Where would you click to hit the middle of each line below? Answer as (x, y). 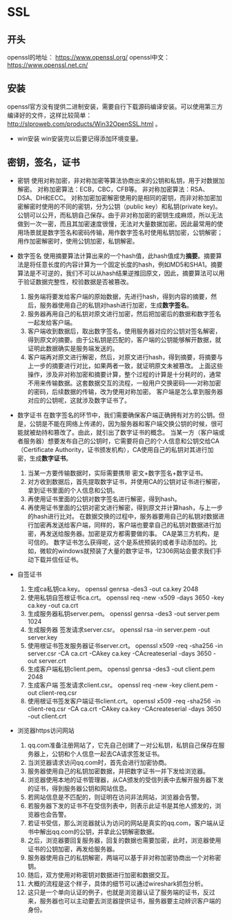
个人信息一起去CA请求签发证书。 (117, 754)
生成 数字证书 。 (51, 458)
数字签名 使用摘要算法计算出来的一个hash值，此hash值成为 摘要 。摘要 (116, 255)
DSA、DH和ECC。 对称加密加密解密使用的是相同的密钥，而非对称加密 (116, 197)
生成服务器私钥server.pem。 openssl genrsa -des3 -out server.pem (123, 613)
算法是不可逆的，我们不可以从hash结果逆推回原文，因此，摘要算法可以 (118, 273)
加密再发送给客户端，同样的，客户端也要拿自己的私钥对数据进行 (124, 525)
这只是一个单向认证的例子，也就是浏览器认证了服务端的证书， (115, 892)
